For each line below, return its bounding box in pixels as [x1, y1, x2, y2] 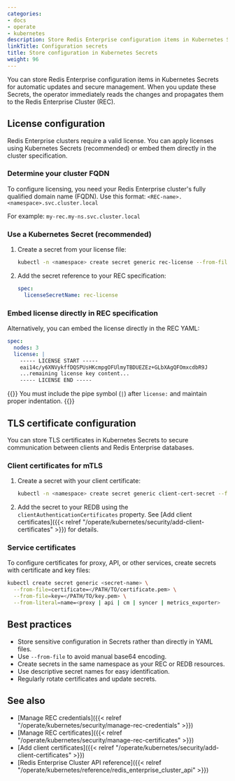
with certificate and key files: [7, 566, 91, 575]
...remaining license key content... [20, 370, 130, 377]
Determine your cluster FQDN [7, 169, 110, 179]
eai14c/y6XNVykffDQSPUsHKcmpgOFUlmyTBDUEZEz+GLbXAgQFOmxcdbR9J [20, 364, 208, 371]
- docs [7, 17, 27, 24]
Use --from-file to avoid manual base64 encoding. [17, 652, 167, 660]
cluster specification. [7, 151, 68, 160]
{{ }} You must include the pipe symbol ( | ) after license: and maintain [7, 390, 208, 398]
